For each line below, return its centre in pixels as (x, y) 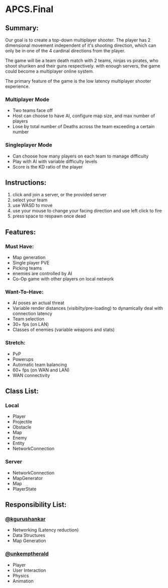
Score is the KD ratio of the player (48, 167)
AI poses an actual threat (38, 303)
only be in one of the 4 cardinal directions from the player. (65, 51)
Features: (21, 232)
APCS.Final (29, 9)
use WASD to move (32, 205)
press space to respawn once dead (49, 216)
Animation (23, 581)
